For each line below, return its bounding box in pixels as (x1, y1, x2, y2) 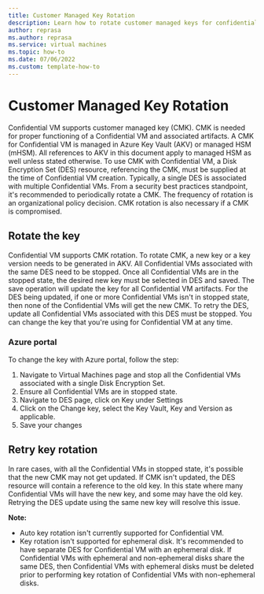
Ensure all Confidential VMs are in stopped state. (19, 387, 178, 396)
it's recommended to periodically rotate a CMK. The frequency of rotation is (8, 190, 254, 199)
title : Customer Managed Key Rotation (8, 11, 135, 20)
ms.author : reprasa (8, 33, 72, 42)
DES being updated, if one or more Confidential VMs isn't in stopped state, (8, 292, 250, 302)
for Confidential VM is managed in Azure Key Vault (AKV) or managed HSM (8, 139, 251, 149)
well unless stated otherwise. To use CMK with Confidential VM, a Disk (8, 156, 237, 165)
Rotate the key (8, 229, 81, 243)
